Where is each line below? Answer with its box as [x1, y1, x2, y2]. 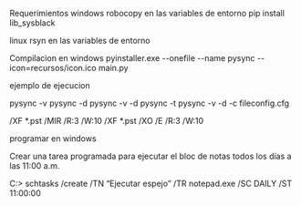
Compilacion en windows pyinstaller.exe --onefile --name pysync [9, 53, 255, 63]
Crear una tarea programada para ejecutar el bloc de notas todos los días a [9, 150, 292, 161]
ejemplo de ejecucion [9, 80, 90, 90]
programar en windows [9, 133, 98, 144]
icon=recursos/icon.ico [9, 63, 98, 73]
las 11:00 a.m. [9, 160, 60, 171]
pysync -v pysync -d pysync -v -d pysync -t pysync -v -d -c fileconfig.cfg [9, 98, 290, 108]
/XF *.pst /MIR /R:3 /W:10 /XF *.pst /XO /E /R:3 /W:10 [9, 116, 204, 126]
